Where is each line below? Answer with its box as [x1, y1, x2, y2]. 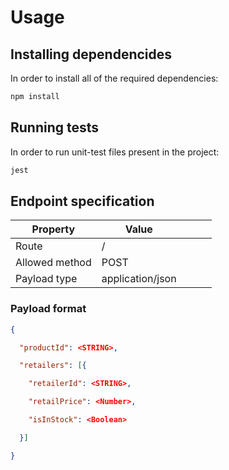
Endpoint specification [10, 192, 155, 210]
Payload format [10, 302, 87, 316]
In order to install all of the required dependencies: [10, 72, 219, 84]
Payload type [15, 272, 78, 286]
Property [31, 222, 76, 236]
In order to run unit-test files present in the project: [10, 146, 220, 158]
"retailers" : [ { [19, 361, 87, 371]
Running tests [10, 119, 100, 136]
